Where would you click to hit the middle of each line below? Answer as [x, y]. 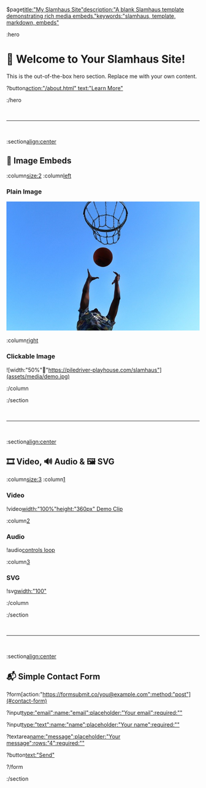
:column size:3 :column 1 [36, 480]
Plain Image [24, 192]
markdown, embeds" [33, 22]
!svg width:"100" [27, 591]
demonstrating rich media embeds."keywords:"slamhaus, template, [91, 16]
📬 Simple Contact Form [53, 677]
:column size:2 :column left [39, 176]
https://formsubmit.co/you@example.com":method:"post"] [117, 695]
